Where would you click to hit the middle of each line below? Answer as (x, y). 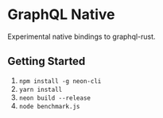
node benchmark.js (49, 106)
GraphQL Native (61, 15)
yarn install (41, 89)
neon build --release (54, 98)
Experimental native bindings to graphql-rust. (81, 36)
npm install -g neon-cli (60, 81)
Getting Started (47, 61)
